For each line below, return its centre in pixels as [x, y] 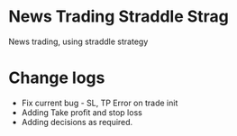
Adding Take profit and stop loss [82, 112]
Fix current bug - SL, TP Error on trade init [100, 103]
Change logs [57, 78]
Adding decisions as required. [77, 122]
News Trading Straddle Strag [118, 17]
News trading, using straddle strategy [78, 41]
